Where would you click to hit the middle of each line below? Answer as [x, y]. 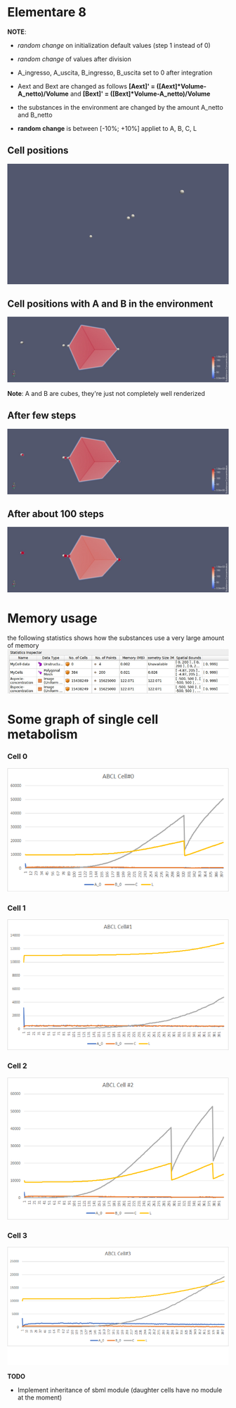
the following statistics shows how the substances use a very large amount [116, 638]
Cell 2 [17, 1066]
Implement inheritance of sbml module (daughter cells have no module [120, 1390]
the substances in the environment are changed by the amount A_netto [120, 107]
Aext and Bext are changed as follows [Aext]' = [86, 86]
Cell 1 [17, 908]
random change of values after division [74, 59]
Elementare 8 [47, 12]
